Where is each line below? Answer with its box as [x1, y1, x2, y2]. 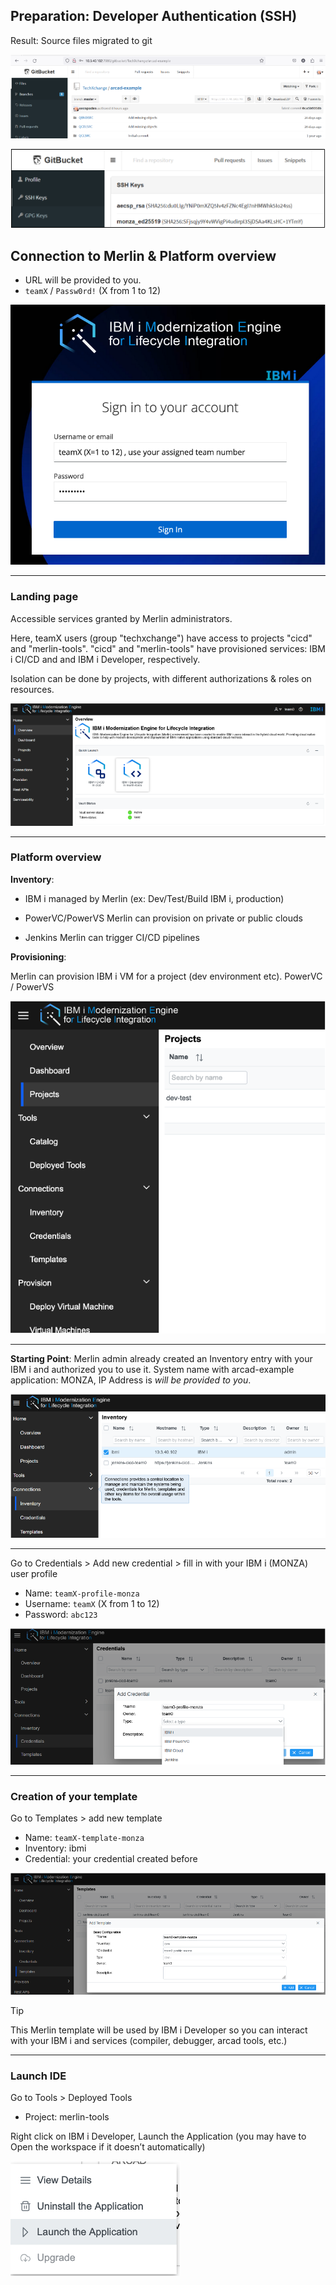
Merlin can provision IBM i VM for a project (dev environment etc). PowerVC [10, 970, 323, 982]
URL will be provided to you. [24, 274, 142, 286]
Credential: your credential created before [24, 1853, 198, 1865]
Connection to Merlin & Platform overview [10, 247, 277, 264]
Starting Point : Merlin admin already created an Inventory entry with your [10, 1352, 313, 1364]
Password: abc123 [24, 1608, 98, 1620]
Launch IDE [10, 2069, 67, 2083]
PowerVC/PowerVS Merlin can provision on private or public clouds [24, 912, 303, 924]
